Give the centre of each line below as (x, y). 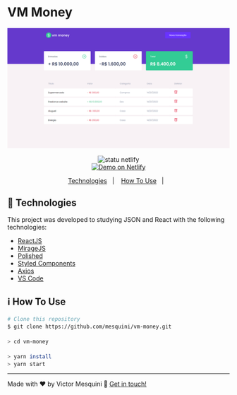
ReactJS (30, 241)
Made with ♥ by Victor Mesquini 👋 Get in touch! (77, 384)
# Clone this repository (44, 319)
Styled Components (47, 264)
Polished (30, 256)
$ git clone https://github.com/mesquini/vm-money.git (90, 327)
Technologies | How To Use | (116, 180)
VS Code (30, 278)
